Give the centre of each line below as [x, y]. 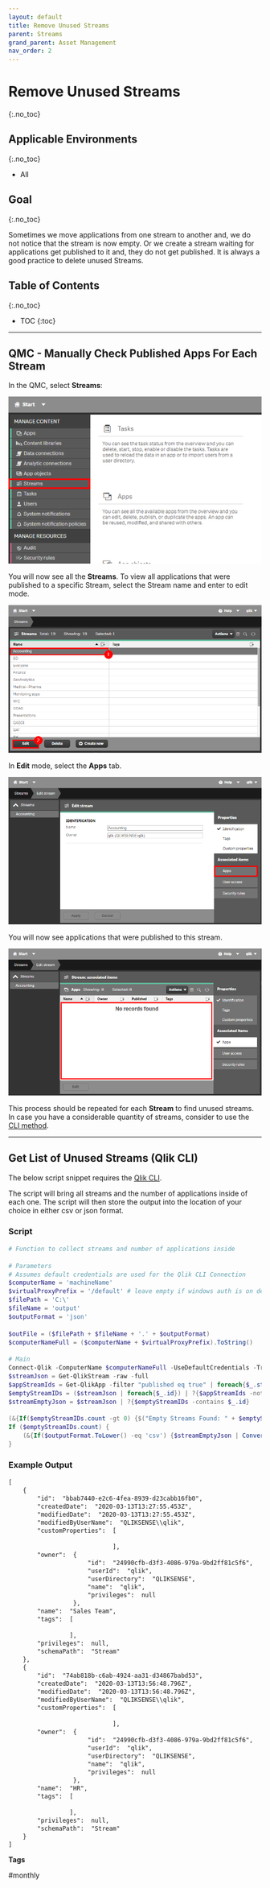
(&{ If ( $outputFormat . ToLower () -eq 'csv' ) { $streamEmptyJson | [131, 1436]
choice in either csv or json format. [66, 1210]
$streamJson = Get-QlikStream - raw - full [79, 1377]
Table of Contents [54, 286]
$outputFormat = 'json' [48, 1316]
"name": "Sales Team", [77, 1611]
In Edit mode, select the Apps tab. [65, 766]
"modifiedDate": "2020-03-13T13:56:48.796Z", [117, 1692]
